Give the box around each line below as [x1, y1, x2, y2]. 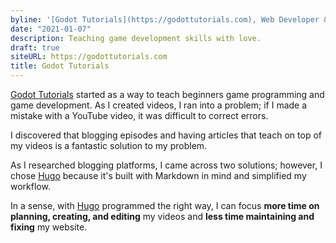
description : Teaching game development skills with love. [10, 33, 262, 43]
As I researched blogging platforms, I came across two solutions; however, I [10, 159, 323, 171]
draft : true [10, 42, 60, 53]
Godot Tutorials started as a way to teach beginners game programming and [10, 89, 325, 100]
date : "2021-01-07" [10, 24, 92, 34]
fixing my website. [10, 221, 88, 233]
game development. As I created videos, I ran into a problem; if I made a [10, 99, 308, 111]
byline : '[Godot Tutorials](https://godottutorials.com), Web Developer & [10, 14, 329, 25]
